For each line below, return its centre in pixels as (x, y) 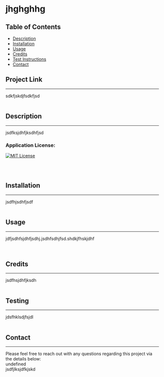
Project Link (24, 79)
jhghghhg (26, 9)
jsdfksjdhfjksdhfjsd (25, 133)
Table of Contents (33, 27)
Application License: (30, 145)
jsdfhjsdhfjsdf (19, 202)
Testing (17, 300)
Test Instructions (29, 59)
